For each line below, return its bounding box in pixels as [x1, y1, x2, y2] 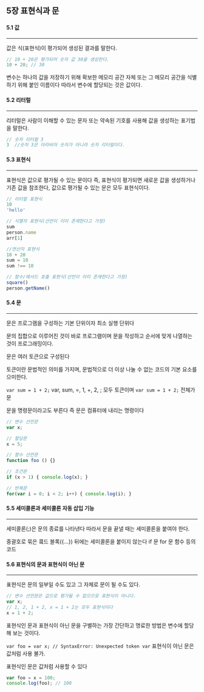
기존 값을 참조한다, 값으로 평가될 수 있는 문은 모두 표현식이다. [6, 184, 151, 191]
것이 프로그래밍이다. [6, 339, 53, 347]
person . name [6, 229, 36, 236]
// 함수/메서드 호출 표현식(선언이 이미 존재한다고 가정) [6, 274, 128, 280]
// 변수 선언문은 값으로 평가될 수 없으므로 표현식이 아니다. [6, 593, 137, 599]
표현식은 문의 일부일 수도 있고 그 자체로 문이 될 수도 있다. [6, 581, 141, 588]
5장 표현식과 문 [6, 5, 59, 16]
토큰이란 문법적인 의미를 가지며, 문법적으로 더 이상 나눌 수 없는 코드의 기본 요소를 [6, 365, 197, 373]
